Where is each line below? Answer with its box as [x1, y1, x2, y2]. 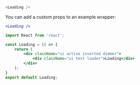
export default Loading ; [5, 75, 58, 80]
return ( [14, 47, 33, 52]
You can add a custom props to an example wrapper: [5, 14, 116, 20]
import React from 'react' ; [5, 33, 65, 38]
